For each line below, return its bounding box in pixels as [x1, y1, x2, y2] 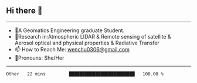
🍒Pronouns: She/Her [14, 54, 64, 61]
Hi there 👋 [6, 6, 43, 16]
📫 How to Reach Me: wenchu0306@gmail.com [14, 46, 130, 53]
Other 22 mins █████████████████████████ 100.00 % [6, 71, 164, 77]
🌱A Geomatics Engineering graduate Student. [14, 27, 125, 34]
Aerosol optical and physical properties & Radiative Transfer [14, 39, 159, 46]
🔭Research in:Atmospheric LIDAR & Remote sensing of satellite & [14, 33, 171, 40]
